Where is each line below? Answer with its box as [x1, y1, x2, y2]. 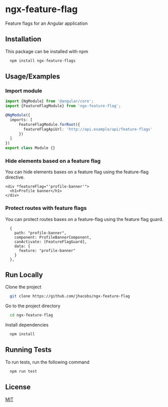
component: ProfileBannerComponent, [14, 235, 92, 240]
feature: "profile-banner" [18, 248, 76, 253]
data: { [14, 244, 30, 249]
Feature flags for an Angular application [5, 20, 88, 26]
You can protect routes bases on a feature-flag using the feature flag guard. [5, 216, 163, 222]
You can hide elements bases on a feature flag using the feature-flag [5, 169, 149, 175]
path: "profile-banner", [14, 230, 67, 236]
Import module [5, 87, 43, 94]
